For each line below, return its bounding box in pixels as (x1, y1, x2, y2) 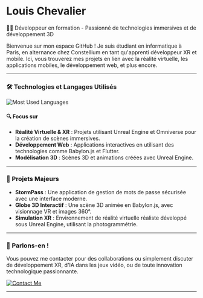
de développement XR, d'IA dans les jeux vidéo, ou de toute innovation (6, 261, 182, 269)
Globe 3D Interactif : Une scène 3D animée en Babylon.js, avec (14, 201, 173, 209)
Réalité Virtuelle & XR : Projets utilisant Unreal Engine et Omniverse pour (14, 128, 196, 136)
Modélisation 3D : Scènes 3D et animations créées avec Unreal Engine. (14, 154, 194, 161)
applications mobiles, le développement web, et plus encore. (6, 62, 158, 69)
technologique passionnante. (6, 268, 79, 275)
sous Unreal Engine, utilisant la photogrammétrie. (14, 220, 138, 227)
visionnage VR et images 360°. (14, 208, 92, 215)
